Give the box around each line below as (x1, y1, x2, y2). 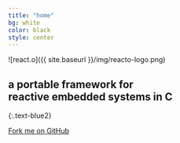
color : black (8, 26, 51, 34)
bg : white (8, 19, 41, 27)
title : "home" (8, 11, 55, 20)
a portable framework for (8, 78, 134, 91)
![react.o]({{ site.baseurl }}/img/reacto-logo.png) (8, 55, 166, 64)
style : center (8, 33, 55, 42)
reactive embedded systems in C (8, 90, 173, 103)
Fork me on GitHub (8, 126, 69, 136)
